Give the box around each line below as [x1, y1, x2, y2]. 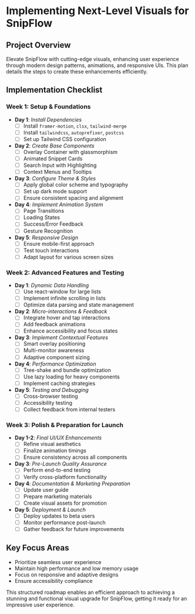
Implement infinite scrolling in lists [23, 295, 106, 302]
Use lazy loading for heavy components [23, 373, 120, 380]
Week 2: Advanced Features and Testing [6, 269, 125, 277]
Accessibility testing [23, 399, 72, 406]
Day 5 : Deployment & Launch [14, 506, 86, 513]
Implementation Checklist [6, 85, 103, 95]
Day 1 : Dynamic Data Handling [14, 282, 89, 289]
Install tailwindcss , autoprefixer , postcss [23, 129, 125, 136]
